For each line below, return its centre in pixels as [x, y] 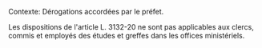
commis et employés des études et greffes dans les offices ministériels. [127, 36]
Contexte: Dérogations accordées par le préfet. [86, 12]
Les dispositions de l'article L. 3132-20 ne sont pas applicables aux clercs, [131, 27]
